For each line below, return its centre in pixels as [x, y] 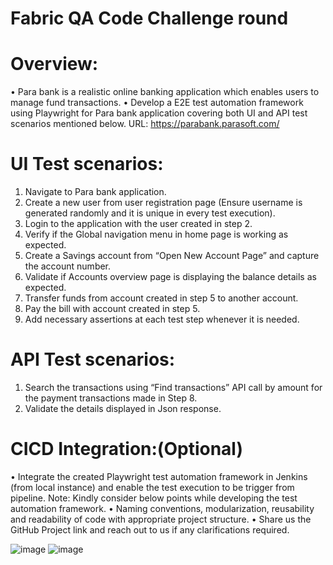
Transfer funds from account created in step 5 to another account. [161, 298]
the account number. [68, 266]
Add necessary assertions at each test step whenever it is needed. [162, 319]
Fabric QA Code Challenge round [149, 18]
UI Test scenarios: [87, 164]
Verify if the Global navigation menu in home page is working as [156, 234]
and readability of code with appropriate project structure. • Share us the [161, 519]
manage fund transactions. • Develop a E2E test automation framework [157, 103]
